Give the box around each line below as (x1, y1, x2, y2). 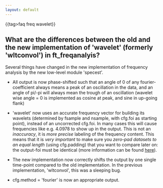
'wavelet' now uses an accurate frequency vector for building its (12, 110, 145, 116)
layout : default (5, 7, 39, 12)
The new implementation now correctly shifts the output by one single (12, 157, 157, 163)
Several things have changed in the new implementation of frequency (5, 64, 148, 70)
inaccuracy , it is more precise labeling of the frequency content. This (12, 131, 155, 137)
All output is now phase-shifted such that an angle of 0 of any (12, 79, 140, 85)
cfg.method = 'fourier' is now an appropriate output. (12, 177, 120, 183)
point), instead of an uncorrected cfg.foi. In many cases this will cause (12, 121, 157, 127)
